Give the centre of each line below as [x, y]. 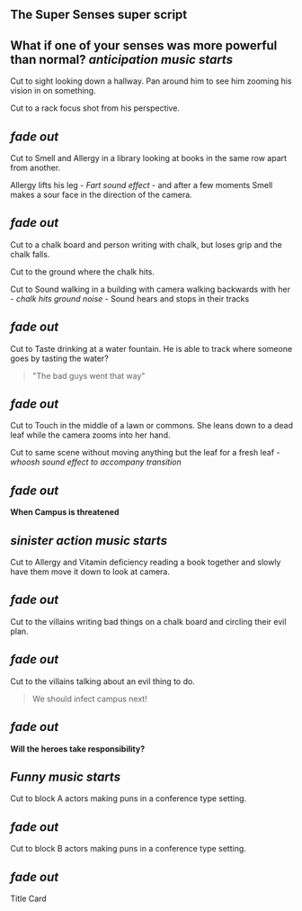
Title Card [29, 898]
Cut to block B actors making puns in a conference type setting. [128, 849]
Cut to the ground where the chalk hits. [83, 271]
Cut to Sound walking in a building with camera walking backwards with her [151, 289]
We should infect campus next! [89, 699]
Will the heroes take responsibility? [78, 749]
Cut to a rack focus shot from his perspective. [95, 108]
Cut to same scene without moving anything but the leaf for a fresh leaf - [145, 453]
